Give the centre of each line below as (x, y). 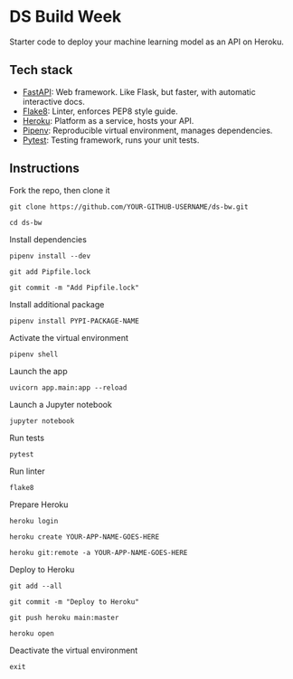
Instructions (44, 169)
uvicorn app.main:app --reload (68, 387)
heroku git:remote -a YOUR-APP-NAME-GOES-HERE (99, 552)
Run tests (27, 438)
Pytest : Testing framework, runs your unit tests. (111, 140)
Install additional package (57, 304)
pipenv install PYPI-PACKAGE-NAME (75, 321)
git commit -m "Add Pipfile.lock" (75, 288)
